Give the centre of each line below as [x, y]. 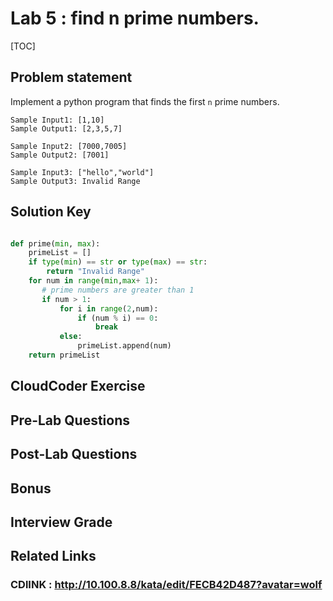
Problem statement [71, 77]
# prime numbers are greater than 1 [118, 290]
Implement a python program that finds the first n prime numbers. [145, 101]
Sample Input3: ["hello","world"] [82, 172]
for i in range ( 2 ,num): [109, 308]
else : [71, 337]
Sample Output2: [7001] [60, 155]
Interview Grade [61, 522]
